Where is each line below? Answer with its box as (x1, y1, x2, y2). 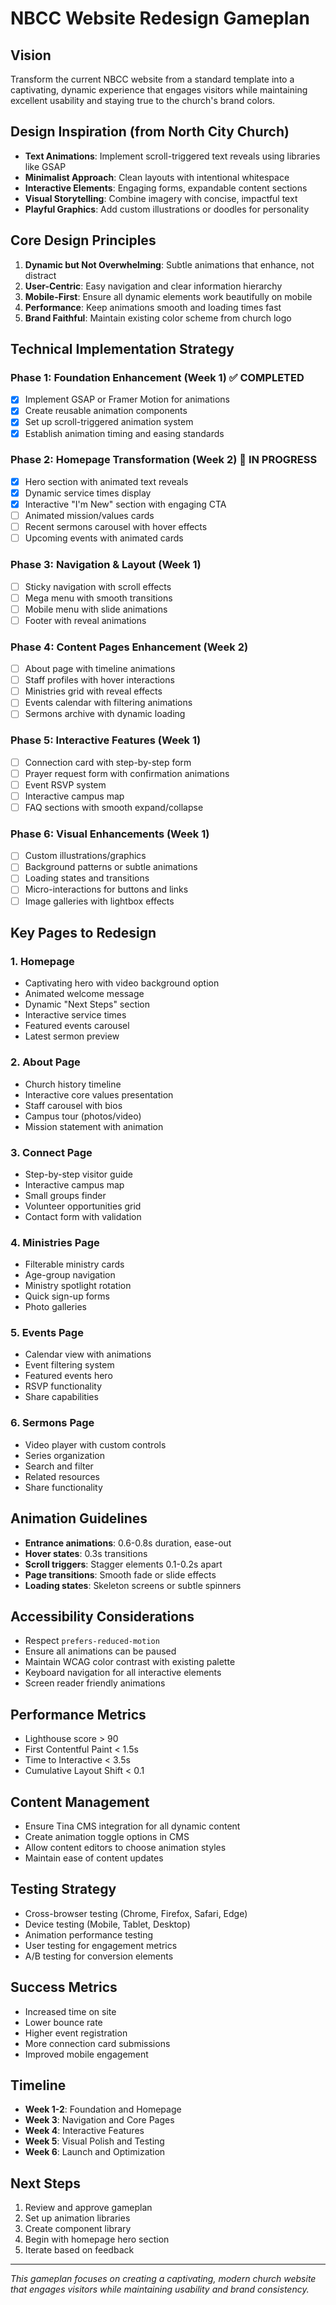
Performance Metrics (10, 1706, 147, 1723)
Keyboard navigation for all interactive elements (24, 1667, 222, 1679)
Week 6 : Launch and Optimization (24, 2146, 166, 2158)
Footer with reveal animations (24, 614, 147, 626)
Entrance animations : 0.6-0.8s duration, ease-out (24, 1537, 232, 1549)
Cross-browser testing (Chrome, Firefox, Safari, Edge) (24, 1907, 248, 1919)
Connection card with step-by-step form (24, 756, 192, 768)
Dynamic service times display (24, 487, 152, 499)
